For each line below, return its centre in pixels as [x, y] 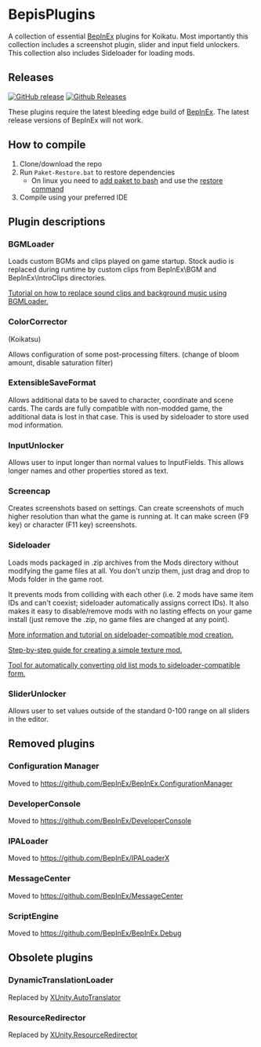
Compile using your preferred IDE [73, 197]
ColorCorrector [38, 322]
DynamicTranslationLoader [61, 980]
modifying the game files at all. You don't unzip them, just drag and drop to [129, 570]
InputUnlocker [36, 445]
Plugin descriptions [57, 221]
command [47, 189]
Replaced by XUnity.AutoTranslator [65, 997]
